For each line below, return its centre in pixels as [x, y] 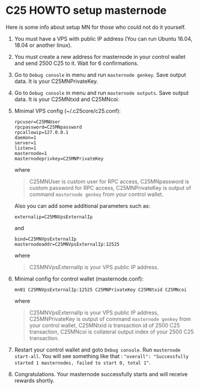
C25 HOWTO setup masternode [86, 11]
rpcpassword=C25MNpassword [48, 127]
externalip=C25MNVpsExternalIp [53, 217]
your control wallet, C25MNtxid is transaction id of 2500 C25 [105, 325]
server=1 [25, 143]
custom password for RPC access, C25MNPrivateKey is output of [110, 187]
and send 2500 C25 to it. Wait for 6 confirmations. [76, 63]
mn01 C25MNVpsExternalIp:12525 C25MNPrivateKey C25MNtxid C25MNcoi [100, 290]
